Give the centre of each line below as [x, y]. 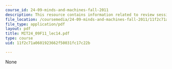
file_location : [21, 19]
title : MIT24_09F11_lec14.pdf [38, 33]
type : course [19, 39]
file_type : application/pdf [35, 24]
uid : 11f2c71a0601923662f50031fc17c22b [48, 43]
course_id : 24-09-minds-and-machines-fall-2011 [57, 10]
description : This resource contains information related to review [80, 15]
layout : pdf [18, 29]
